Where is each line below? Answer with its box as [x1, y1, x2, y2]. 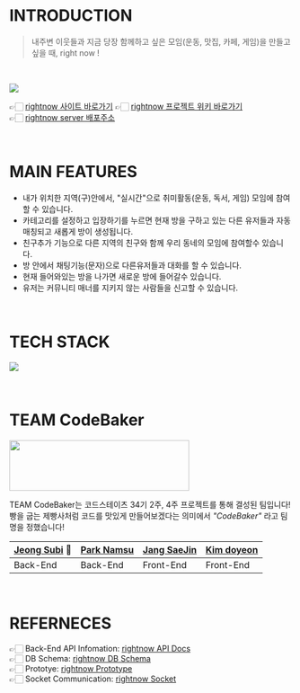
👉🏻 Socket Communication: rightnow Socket [9, 673, 177, 684]
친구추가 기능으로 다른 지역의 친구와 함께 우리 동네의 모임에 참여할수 [22, 237, 260, 248]
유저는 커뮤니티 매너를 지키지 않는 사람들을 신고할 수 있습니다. [22, 282, 239, 293]
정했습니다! [25, 521, 66, 532]
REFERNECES [9, 613, 112, 634]
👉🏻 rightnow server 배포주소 [9, 111, 115, 122]
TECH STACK [9, 332, 110, 352]
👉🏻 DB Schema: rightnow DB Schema [9, 653, 151, 663]
